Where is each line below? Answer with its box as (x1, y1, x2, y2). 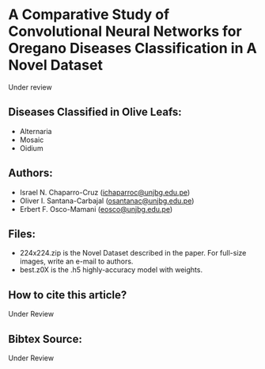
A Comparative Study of (8, 6, 170, 24)
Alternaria (19, 126, 52, 136)
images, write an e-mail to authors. (19, 256, 134, 267)
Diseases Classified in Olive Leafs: (8, 106, 182, 119)
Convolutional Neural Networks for (8, 22, 243, 40)
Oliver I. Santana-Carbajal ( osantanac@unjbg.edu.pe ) (19, 196, 195, 206)
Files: (8, 227, 36, 240)
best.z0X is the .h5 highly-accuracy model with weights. (19, 265, 203, 275)
